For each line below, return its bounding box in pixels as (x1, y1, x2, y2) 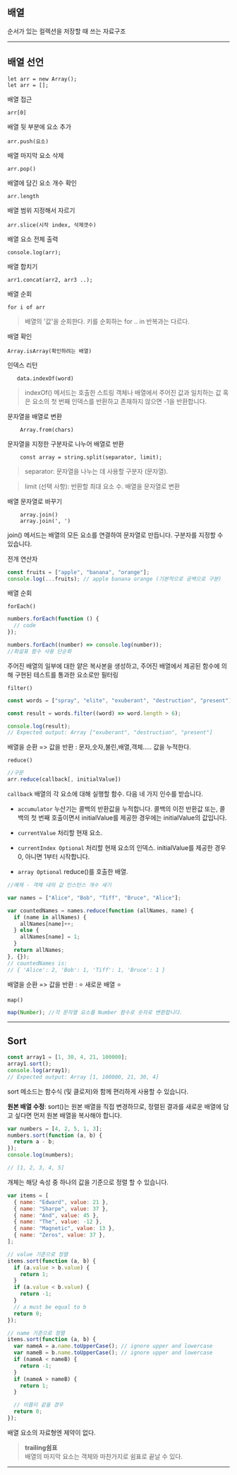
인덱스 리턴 (7, 360, 38, 369)
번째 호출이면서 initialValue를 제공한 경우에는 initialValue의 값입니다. (38, 813, 227, 822)
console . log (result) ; (7, 723, 71, 730)
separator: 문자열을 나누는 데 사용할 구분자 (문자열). (24, 466, 169, 476)
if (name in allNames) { (13, 914, 87, 921)
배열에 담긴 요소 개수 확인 (7, 178, 78, 187)
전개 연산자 (7, 554, 38, 563)
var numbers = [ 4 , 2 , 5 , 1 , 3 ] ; (7, 1125, 102, 1132)
